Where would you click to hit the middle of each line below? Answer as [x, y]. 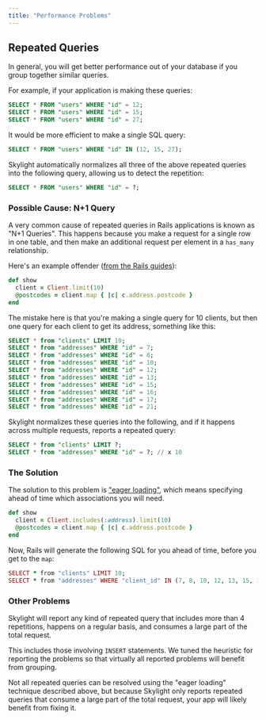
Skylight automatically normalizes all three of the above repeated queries [127, 164]
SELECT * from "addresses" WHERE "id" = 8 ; [81, 355]
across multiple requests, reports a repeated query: [92, 431]
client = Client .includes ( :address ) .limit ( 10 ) [93, 520]
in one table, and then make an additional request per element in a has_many [131, 242]
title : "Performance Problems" [60, 15]
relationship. [28, 251]
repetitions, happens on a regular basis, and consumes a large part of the [128, 626]
